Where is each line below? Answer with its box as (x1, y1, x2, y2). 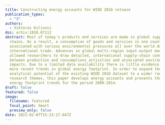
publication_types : (5, 12, 45, 17)
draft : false (5, 85, 32, 90)
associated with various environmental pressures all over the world (9, 44, 155, 49)
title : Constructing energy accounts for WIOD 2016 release (5, 7, 131, 12)
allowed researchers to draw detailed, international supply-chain (9, 53, 151, 58)
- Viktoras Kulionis (9, 26, 52, 31)
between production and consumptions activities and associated (9, 58, 144, 62)
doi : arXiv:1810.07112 (5, 30, 52, 35)
